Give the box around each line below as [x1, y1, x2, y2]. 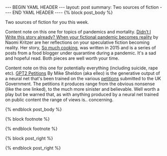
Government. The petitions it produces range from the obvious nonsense [5, 81, 155, 87]
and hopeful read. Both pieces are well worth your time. [5, 55, 120, 61]
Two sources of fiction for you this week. [5, 19, 89, 25]
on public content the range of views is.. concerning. [5, 97, 114, 103]
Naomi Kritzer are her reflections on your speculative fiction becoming [5, 39, 150, 45]
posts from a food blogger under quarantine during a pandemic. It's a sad [5, 50, 156, 56]
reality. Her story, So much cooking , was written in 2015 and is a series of [5, 45, 156, 50]
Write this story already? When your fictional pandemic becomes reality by [5, 34, 159, 40]
